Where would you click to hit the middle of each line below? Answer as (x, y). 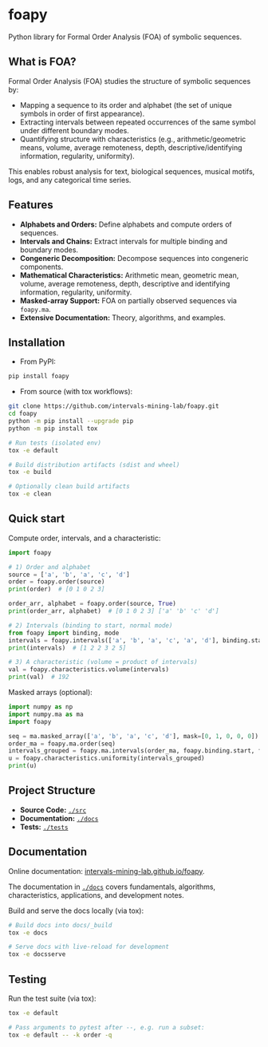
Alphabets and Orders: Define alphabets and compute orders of (126, 224)
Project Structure (52, 790)
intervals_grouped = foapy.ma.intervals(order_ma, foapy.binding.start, (132, 751)
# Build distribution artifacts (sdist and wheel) (94, 464)
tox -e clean (30, 494)
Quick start (37, 519)
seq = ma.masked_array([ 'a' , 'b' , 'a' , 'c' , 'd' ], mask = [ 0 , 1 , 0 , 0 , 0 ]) (134, 736)
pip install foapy (39, 377)
